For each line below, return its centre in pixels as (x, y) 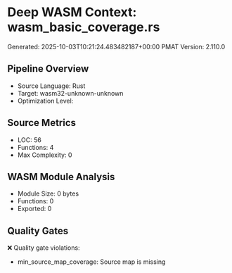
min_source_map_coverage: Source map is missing (91, 262)
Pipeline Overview (48, 69)
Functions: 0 (36, 201)
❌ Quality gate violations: (44, 248)
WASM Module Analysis (61, 177)
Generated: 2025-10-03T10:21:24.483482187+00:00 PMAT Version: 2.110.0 (116, 46)
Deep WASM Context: (72, 12)
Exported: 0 (34, 209)
